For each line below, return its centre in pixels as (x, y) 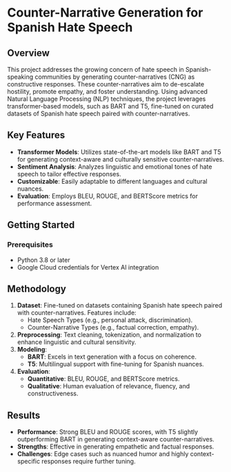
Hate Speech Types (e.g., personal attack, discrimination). (110, 320)
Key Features (36, 135)
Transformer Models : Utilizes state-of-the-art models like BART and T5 (119, 152)
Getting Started (41, 225)
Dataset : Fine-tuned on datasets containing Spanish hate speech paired (120, 305)
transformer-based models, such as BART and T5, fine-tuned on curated (110, 106)
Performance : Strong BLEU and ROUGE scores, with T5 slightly (108, 432)
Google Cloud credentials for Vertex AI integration (88, 267)
